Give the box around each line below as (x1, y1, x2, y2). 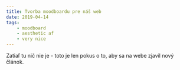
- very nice (17, 36, 46, 42)
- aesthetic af (17, 31, 54, 36)
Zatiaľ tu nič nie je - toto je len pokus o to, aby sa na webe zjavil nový (6, 52, 174, 59)
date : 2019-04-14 (6, 14, 49, 20)
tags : (6, 19, 19, 25)
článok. (6, 58, 24, 65)
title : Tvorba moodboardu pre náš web (6, 8, 102, 15)
